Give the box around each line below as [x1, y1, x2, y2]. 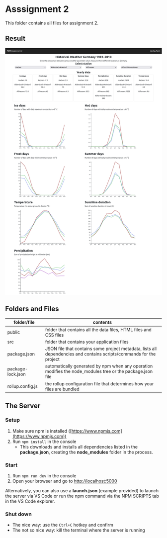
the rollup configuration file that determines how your [45, 380, 154, 386]
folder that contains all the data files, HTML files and [45, 327, 152, 333]
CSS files [45, 332, 64, 338]
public [7, 329, 20, 335]
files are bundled [45, 386, 80, 392]
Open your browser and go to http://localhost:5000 [12, 478, 118, 484]
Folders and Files [5, 305, 59, 313]
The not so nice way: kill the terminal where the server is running [12, 527, 145, 533]
